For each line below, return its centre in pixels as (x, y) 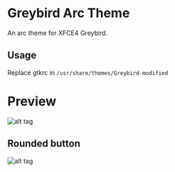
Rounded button (44, 144)
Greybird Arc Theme (69, 13)
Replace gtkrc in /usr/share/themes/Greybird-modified (88, 72)
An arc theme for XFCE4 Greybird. (58, 33)
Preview (32, 101)
